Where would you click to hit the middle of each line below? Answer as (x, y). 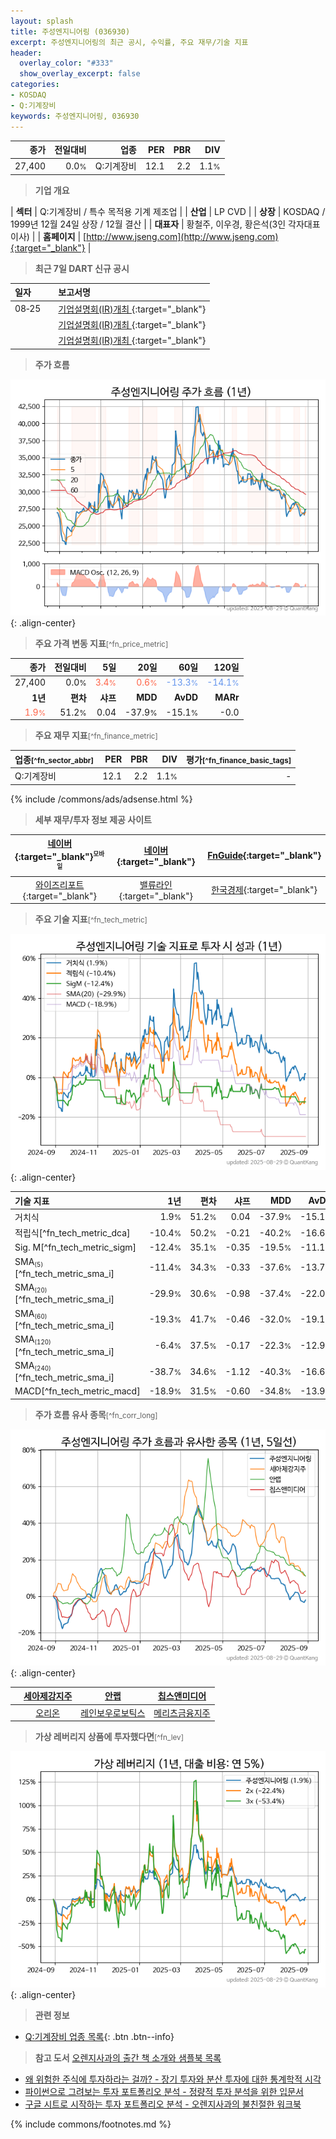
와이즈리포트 (60, 884)
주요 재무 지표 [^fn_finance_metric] (96, 736)
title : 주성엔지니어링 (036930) (70, 31)
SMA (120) (33, 1340)
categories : (35, 85)
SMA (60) (31, 1314)
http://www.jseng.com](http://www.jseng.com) (182, 236)
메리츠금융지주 (182, 1712)
